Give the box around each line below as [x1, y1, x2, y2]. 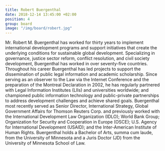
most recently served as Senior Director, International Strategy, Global [5, 103, 149, 109]
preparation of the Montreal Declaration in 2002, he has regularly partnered [5, 82, 160, 88]
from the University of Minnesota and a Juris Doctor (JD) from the [5, 135, 141, 141]
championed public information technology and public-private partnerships [5, 93, 159, 99]
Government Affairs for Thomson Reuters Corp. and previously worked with [5, 108, 160, 115]
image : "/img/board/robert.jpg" [5, 26, 72, 31]
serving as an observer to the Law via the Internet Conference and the [5, 77, 149, 83]
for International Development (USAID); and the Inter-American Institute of [5, 124, 157, 130]
